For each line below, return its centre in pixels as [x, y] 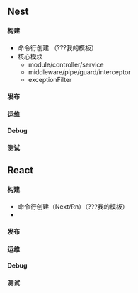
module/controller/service [66, 64]
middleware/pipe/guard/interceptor [79, 72]
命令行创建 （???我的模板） [57, 47]
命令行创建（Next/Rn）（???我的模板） [73, 206]
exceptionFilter [50, 79]
